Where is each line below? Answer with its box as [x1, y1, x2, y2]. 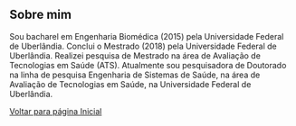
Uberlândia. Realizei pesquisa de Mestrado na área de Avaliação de [9, 49, 261, 61]
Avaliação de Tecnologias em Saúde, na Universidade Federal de [9, 78, 252, 89]
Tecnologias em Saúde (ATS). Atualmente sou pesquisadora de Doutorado [9, 59, 287, 70]
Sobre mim [9, 7, 72, 22]
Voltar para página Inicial [9, 105, 102, 116]
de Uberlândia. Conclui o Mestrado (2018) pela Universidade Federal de [9, 40, 278, 51]
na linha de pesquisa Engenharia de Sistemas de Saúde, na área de [9, 69, 261, 80]
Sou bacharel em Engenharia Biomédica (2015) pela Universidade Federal [9, 31, 284, 41]
